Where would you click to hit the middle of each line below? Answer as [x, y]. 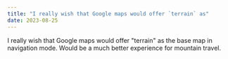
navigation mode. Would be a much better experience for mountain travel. [114, 48]
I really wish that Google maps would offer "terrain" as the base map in [110, 40]
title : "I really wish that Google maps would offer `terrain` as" [108, 14]
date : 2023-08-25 [33, 20]
